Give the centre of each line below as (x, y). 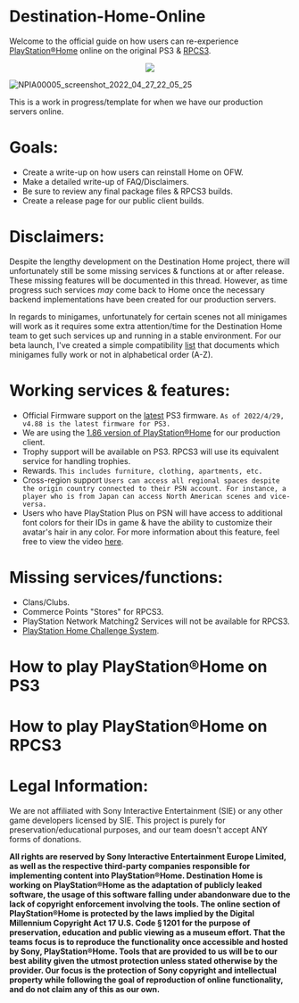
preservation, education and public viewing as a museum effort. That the (147, 933)
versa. (34, 504)
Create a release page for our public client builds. (113, 200)
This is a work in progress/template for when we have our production (136, 102)
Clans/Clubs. (46, 602)
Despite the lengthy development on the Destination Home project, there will (149, 261)
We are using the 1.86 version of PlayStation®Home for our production (151, 432)
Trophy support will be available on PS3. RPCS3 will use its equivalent (150, 452)
